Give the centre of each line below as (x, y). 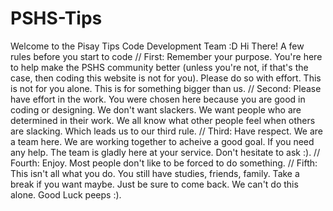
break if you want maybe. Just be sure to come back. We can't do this (154, 184)
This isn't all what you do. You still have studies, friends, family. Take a (155, 173)
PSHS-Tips (56, 18)
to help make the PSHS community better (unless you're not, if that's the (159, 67)
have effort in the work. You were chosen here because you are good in (158, 99)
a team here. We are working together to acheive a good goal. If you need (162, 141)
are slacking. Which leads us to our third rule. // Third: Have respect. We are (166, 131)
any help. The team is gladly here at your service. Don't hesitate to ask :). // (165, 152)
